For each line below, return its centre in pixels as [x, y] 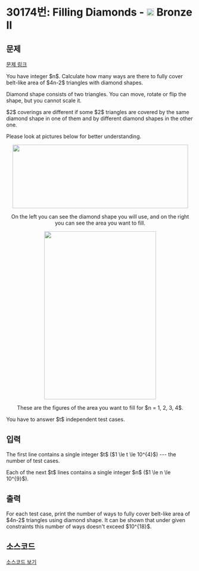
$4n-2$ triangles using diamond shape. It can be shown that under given [96, 520]
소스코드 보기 [21, 562]
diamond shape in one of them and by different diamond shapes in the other [99, 118]
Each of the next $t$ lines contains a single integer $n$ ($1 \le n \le [88, 472]
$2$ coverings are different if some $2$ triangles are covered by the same [98, 112]
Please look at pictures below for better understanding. [74, 136]
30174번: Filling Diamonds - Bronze [99, 12]
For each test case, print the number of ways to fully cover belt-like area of [98, 514]
